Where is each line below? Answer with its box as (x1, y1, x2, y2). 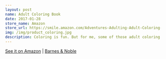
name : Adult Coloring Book (5, 12, 61, 17)
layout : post (5, 7, 32, 12)
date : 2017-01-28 (5, 16, 41, 21)
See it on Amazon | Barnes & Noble (5, 48, 77, 54)
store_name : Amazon (5, 21, 45, 26)
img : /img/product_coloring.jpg (5, 30, 72, 35)
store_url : (5, 26, 28, 30)
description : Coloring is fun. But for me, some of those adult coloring (5, 35, 161, 40)
